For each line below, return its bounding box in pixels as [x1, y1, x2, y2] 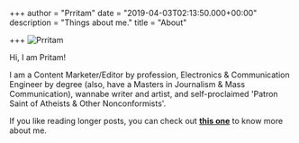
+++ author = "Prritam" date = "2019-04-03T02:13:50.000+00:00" [9, 8, 258, 18]
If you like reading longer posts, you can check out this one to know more [9, 116, 284, 126]
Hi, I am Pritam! [9, 52, 67, 62]
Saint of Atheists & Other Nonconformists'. [9, 98, 167, 109]
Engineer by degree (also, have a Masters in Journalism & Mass [9, 79, 246, 89]
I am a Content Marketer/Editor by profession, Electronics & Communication [9, 69, 290, 80]
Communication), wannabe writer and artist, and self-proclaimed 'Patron [9, 89, 278, 99]
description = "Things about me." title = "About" [9, 17, 187, 28]
